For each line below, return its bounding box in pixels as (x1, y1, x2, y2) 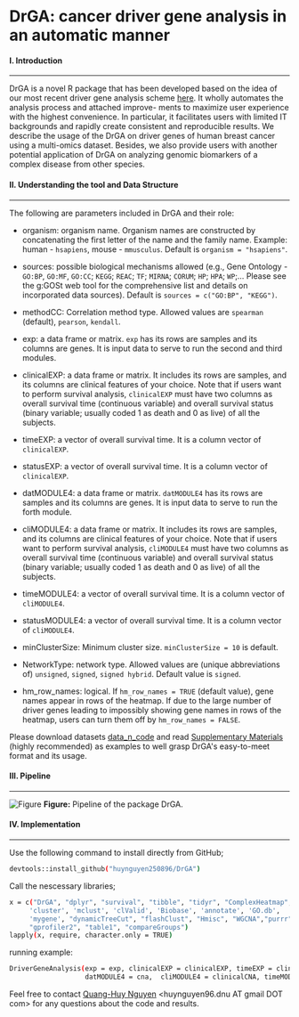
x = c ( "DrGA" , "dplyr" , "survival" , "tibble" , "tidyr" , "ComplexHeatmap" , (9, 898, 293, 907)
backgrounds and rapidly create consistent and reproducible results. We (9, 121, 274, 132)
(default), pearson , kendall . (21, 316, 122, 327)
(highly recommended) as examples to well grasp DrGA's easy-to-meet (9, 741, 270, 752)
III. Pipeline (9, 770, 52, 781)
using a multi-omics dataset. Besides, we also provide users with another (9, 140, 278, 151)
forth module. (21, 506, 73, 517)
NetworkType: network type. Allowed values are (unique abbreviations (21, 659, 280, 670)
